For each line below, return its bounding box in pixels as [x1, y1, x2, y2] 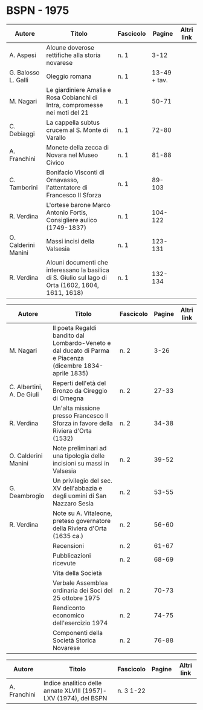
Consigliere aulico [46, 215, 98, 224]
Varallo [46, 133, 66, 142]
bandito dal [52, 331, 85, 340]
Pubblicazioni [52, 551, 91, 560]
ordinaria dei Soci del [52, 586, 113, 594]
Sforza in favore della [52, 419, 113, 427]
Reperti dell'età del [52, 379, 106, 387]
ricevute [52, 559, 76, 567]
